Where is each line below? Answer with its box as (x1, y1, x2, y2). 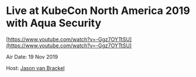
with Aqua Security (6, 16, 101, 30)
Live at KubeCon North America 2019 (6, 4, 190, 17)
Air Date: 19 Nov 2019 (6, 53, 59, 60)
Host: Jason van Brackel (6, 64, 65, 71)
